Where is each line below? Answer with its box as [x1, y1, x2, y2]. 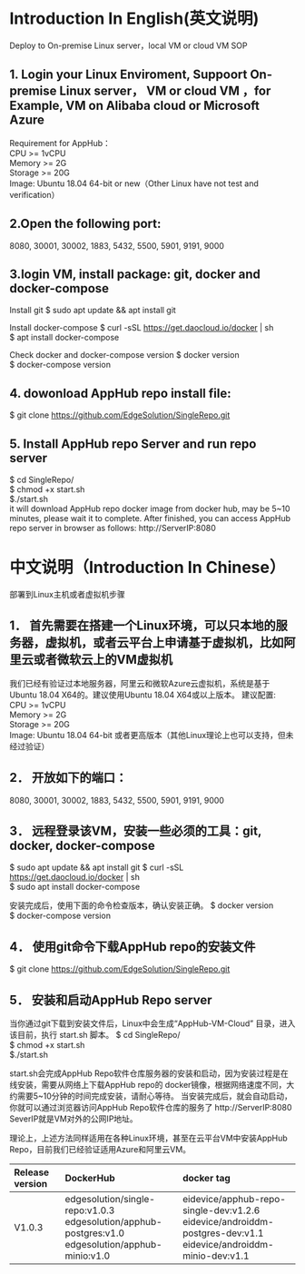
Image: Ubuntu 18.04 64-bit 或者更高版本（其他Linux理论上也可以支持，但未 [9, 729, 294, 740]
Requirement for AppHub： [9, 137, 112, 148]
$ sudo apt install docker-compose [9, 882, 141, 893]
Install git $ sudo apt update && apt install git [9, 305, 177, 316]
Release [14, 1166, 50, 1179]
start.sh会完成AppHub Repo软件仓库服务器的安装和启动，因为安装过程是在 [9, 1068, 289, 1079]
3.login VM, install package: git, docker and [9, 266, 261, 281]
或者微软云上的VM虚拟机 [33, 652, 173, 667]
